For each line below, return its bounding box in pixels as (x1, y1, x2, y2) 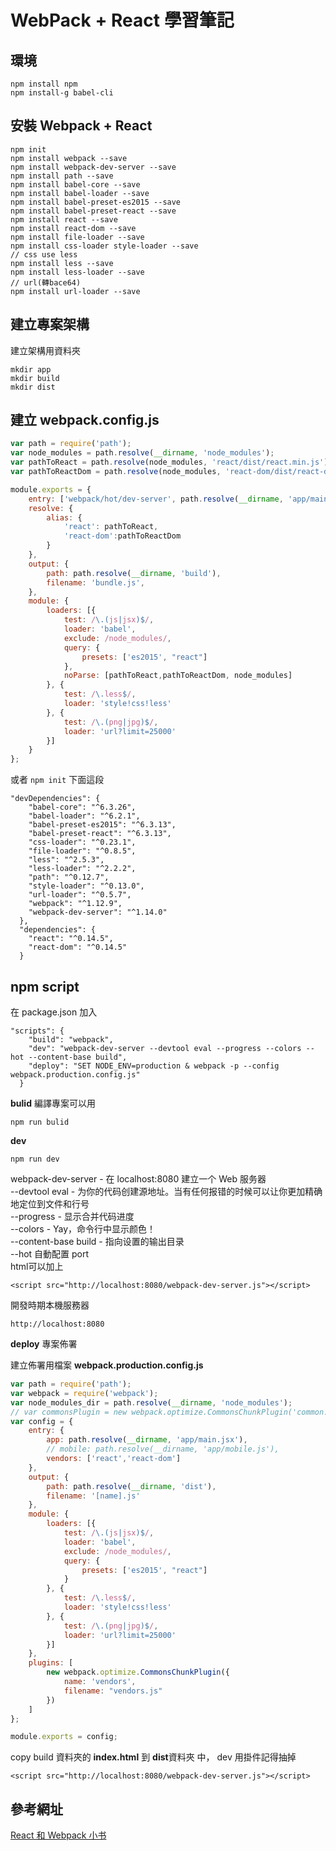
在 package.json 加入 (10, 1006, 98, 1018)
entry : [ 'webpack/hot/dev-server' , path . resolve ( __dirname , (28, 494, 284, 504)
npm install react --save (10, 214, 118, 225)
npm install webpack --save (10, 153, 128, 163)
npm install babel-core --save (10, 179, 141, 190)
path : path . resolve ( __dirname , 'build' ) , (46, 568, 222, 578)
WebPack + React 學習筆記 (10, 9, 235, 32)
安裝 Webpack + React (10, 117, 153, 135)
